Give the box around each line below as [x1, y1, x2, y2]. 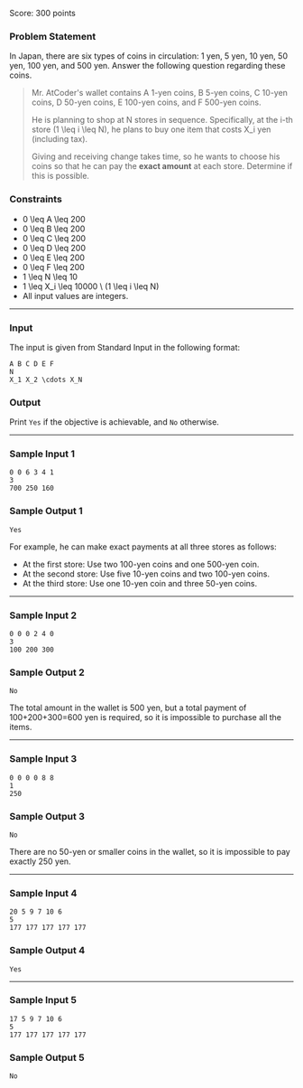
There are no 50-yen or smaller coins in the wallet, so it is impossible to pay [9, 846, 290, 857]
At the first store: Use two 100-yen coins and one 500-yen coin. [22, 558, 260, 569]
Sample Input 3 [9, 753, 78, 765]
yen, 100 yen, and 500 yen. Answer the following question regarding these [9, 61, 286, 71]
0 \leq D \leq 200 [22, 242, 87, 253]
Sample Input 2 [9, 609, 77, 622]
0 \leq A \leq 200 [22, 213, 86, 224]
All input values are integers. [22, 290, 129, 301]
